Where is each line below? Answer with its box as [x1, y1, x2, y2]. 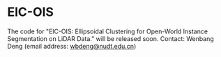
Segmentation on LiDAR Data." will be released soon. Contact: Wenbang [7, 34, 214, 42]
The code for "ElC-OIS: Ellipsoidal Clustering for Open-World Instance [7, 27, 208, 35]
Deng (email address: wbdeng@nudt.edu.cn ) [7, 42, 137, 50]
